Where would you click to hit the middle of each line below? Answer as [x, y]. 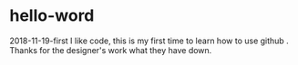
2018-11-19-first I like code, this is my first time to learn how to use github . [149, 41]
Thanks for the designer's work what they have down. [111, 50]
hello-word [52, 16]
